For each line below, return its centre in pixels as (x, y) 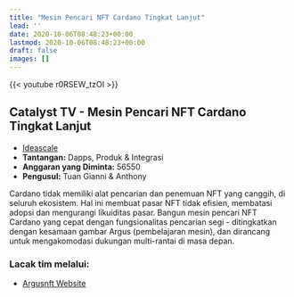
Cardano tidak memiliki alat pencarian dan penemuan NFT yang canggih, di (147, 194)
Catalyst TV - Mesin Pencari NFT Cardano (128, 112)
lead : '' (25, 26)
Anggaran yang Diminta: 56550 (81, 167)
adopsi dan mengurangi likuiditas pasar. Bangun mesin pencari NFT (134, 212)
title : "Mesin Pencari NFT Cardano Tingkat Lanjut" (107, 17)
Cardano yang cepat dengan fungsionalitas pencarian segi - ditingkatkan (143, 222)
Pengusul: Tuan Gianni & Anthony (84, 176)
